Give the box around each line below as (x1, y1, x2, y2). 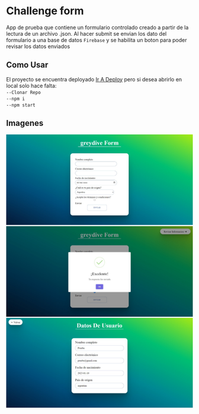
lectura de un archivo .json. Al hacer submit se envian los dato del (6, 30, 167, 37)
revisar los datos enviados (6, 43, 70, 50)
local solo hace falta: (6, 82, 57, 89)
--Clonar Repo (6, 89, 41, 96)
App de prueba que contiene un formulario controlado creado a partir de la (6, 24, 189, 31)
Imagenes (6, 118, 44, 128)
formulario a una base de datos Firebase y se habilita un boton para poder (6, 36, 188, 43)
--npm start (6, 102, 36, 108)
